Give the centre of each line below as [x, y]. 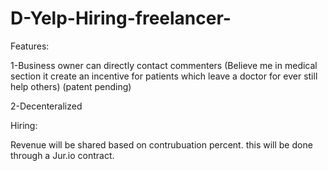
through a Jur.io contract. [62, 155]
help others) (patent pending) [71, 86]
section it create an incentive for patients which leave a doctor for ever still [164, 76]
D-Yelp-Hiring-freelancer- [121, 18]
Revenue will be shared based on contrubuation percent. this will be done [161, 144]
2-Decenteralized [46, 106]
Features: [30, 46]
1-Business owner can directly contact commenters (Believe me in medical [164, 65]
